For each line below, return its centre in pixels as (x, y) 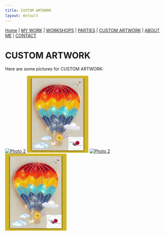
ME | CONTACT (21, 35)
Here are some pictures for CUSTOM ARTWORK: (55, 69)
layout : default (22, 16)
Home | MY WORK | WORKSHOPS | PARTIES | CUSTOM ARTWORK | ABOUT (82, 30)
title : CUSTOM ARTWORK (28, 10)
